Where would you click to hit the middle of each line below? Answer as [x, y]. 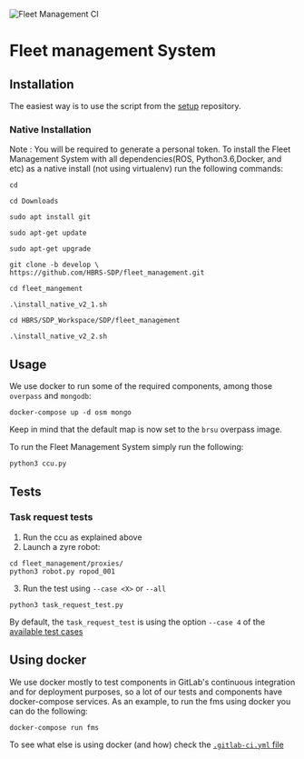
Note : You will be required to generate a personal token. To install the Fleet [150, 149]
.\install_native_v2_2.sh [58, 336]
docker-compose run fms [54, 727]
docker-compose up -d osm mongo [70, 413]
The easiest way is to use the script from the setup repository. [126, 106]
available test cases [46, 631]
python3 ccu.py [38, 464]
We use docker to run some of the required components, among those [141, 386]
